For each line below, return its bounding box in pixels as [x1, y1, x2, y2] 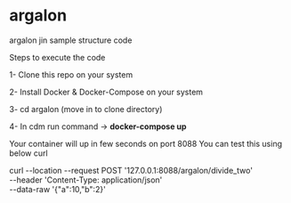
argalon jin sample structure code [9, 35, 133, 45]
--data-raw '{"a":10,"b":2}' [9, 183, 107, 194]
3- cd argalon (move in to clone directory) [9, 103, 163, 114]
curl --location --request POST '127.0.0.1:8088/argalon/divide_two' [9, 165, 254, 175]
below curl [9, 148, 48, 158]
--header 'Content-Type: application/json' [9, 175, 163, 185]
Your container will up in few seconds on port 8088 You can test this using [9, 138, 283, 149]
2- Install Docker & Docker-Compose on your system [9, 86, 203, 97]
